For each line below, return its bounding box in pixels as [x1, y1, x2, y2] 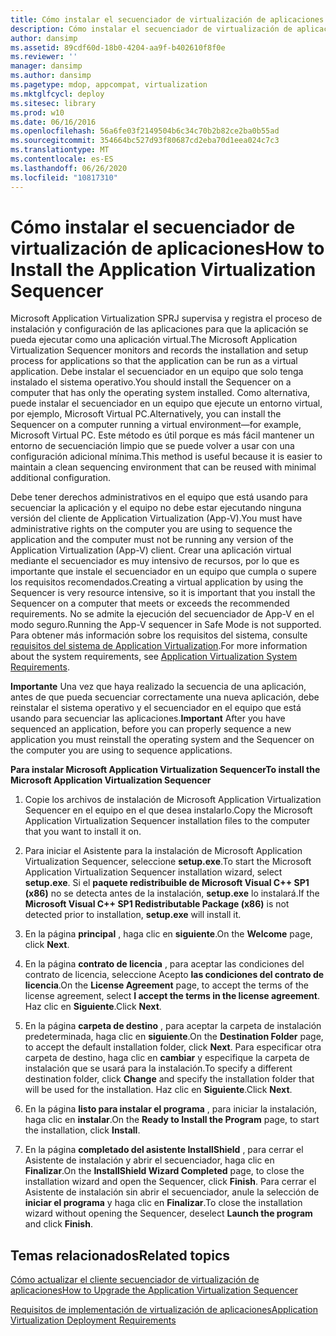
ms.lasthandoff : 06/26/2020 [10, 163, 128, 173]
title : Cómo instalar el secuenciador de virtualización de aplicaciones [10, 14, 325, 25]
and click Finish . [24, 1218, 93, 1230]
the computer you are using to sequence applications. [10, 744, 233, 756]
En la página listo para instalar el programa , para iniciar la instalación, [24, 1103, 317, 1115]
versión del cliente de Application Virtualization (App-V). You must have [10, 512, 303, 525]
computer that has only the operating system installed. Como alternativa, [10, 387, 311, 399]
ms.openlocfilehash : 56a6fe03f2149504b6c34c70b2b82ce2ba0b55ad [10, 126, 280, 136]
